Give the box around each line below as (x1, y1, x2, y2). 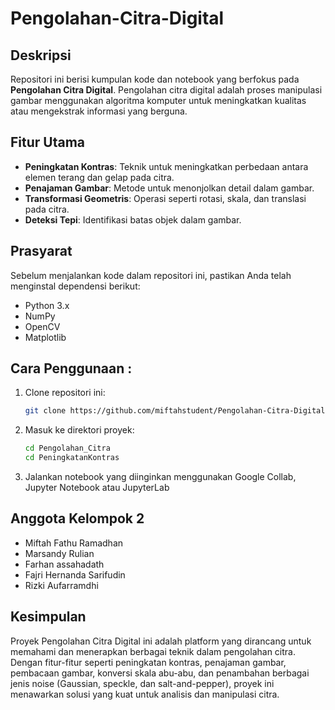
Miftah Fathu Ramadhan (24, 537, 124, 549)
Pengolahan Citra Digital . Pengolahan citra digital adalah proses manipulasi (10, 84, 323, 96)
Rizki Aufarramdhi (24, 579, 99, 591)
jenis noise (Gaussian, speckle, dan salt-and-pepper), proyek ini (10, 677, 275, 689)
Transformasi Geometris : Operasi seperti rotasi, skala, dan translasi (24, 192, 307, 204)
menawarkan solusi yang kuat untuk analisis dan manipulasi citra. (10, 688, 280, 700)
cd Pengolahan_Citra (24, 443, 111, 454)
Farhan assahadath (24, 558, 105, 570)
